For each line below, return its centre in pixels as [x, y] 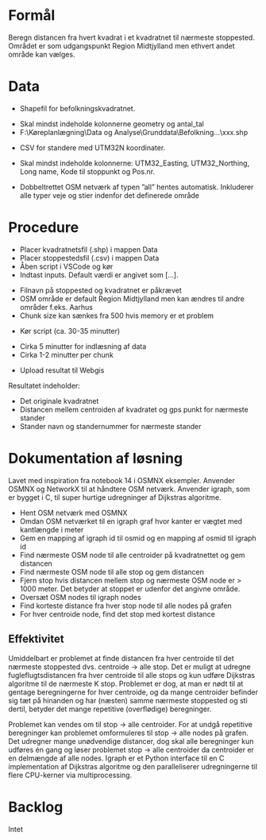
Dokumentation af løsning [96, 459]
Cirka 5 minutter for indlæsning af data [83, 346]
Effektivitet [37, 639]
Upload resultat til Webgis [62, 370]
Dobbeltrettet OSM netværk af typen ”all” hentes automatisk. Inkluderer [137, 187]
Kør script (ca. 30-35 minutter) [70, 331]
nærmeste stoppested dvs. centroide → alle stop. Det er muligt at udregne [130, 667]
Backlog [36, 807]
